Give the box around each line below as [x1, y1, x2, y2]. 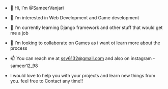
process [10, 45, 27, 51]
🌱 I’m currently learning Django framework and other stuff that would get [10, 24, 163, 31]
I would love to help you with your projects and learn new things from [10, 73, 156, 78]
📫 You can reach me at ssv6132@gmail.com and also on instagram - [10, 55, 155, 61]
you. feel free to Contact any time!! [10, 78, 83, 84]
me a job [10, 30, 29, 36]
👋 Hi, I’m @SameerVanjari [10, 5, 64, 11]
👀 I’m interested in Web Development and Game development [10, 15, 139, 20]
